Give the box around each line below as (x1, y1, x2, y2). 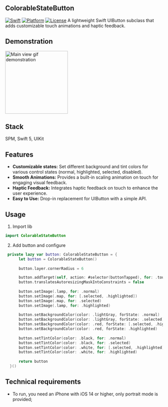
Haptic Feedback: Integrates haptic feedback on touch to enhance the (12, 185, 158, 191)
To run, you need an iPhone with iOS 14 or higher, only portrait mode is (12, 391, 158, 397)
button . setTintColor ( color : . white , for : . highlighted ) (18, 350, 137, 355)
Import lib (12, 223, 32, 230)
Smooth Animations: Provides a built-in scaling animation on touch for (12, 174, 158, 180)
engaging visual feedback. (12, 180, 67, 186)
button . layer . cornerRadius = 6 (18, 266, 84, 271)
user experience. (12, 190, 47, 196)
